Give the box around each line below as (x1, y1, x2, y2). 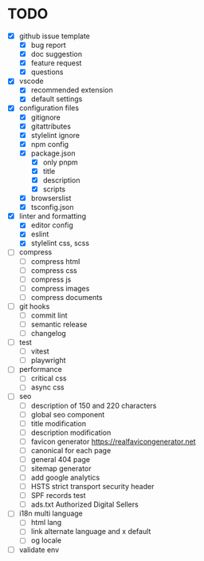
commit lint (30, 310, 69, 320)
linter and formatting (18, 211, 87, 221)
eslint (30, 229, 49, 239)
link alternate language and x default (30, 527, 151, 536)
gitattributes (30, 121, 71, 131)
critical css (30, 373, 67, 383)
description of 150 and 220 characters (30, 401, 157, 410)
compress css (30, 265, 77, 275)
